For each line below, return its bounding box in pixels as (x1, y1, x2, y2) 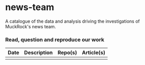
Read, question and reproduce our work (5, 36, 105, 43)
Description (24, 49, 53, 56)
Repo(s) (57, 49, 77, 56)
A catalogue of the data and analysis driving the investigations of (5, 18, 140, 24)
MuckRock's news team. (5, 23, 56, 29)
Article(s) (82, 49, 106, 56)
